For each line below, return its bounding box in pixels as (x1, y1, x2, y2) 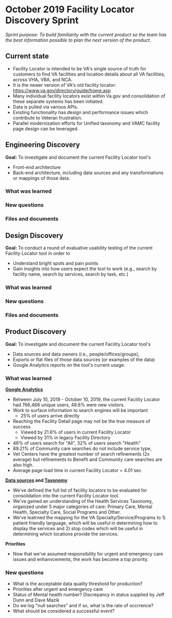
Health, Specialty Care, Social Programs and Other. (12, 509, 121, 515)
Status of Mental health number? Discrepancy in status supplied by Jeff (12, 592, 165, 598)
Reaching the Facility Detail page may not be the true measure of (12, 418, 150, 424)
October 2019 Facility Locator (5, 4, 135, 15)
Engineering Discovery (5, 140, 81, 149)
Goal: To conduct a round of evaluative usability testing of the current (5, 245, 153, 251)
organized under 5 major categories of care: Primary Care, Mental (12, 503, 152, 510)
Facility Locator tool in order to (5, 250, 70, 256)
